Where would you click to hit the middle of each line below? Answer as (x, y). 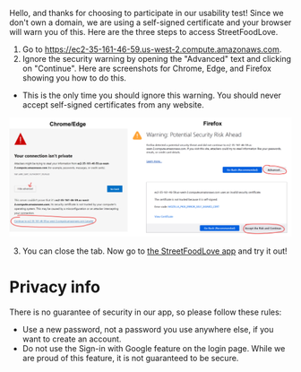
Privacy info (55, 287)
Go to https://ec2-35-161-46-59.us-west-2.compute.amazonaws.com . (152, 49)
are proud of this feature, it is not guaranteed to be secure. (130, 359)
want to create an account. (72, 339)
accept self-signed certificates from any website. (113, 105)
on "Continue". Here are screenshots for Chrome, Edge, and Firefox (146, 68)
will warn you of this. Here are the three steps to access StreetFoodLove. (144, 32)
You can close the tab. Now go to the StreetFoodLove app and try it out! (155, 251)
